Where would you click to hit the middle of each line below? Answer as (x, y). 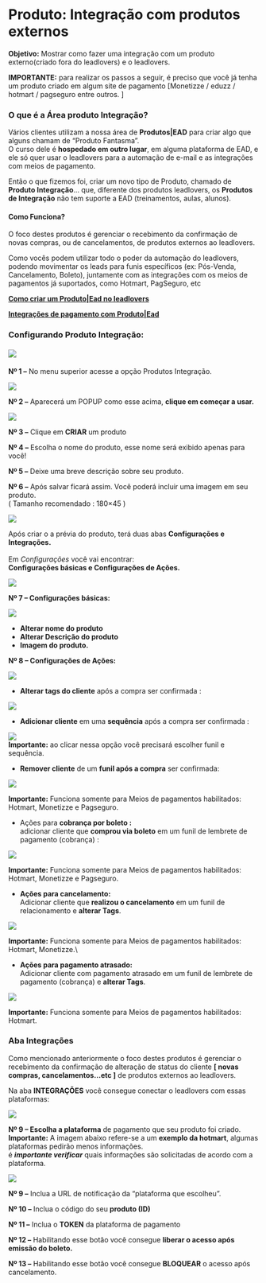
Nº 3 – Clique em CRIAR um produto (67, 432)
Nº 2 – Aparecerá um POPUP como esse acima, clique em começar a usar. (131, 401)
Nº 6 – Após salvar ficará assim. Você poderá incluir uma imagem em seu (128, 486)
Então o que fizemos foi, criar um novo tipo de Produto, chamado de (120, 181)
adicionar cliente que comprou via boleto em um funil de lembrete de (133, 831)
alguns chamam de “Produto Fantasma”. (74, 141)
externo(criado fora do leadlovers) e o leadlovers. (89, 62)
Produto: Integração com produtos (124, 15)
